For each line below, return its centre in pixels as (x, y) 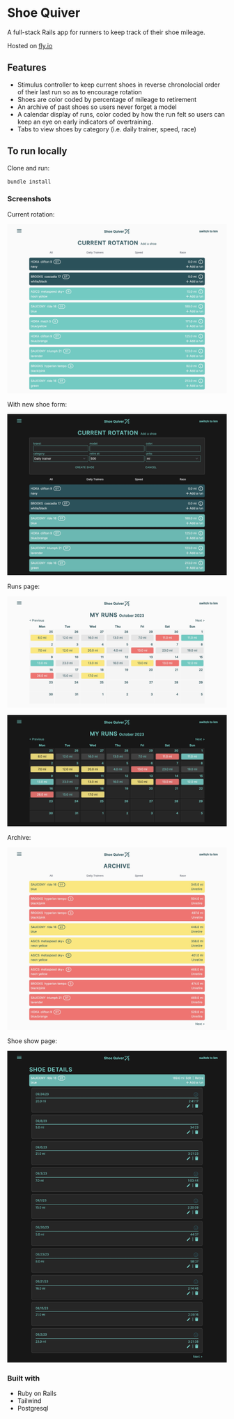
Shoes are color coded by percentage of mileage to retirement (107, 99)
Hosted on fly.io (30, 45)
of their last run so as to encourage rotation (80, 92)
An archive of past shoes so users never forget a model (97, 107)
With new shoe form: (37, 405)
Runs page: (24, 587)
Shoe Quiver (44, 13)
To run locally (37, 151)
